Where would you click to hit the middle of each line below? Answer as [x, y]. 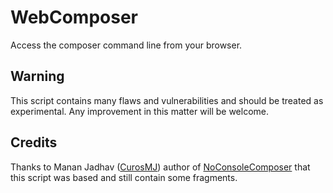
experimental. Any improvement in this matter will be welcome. [140, 111]
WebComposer [74, 17]
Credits [34, 142]
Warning [37, 76]
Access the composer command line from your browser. [126, 45]
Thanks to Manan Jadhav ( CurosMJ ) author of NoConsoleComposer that [160, 167]
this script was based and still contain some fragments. [124, 177]
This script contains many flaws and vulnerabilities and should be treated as [167, 100]
